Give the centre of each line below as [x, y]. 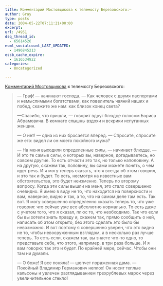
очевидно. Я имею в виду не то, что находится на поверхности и [84, 191]
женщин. [26, 126]
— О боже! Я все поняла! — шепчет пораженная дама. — [77, 263]
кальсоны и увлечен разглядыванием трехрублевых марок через [86, 273]
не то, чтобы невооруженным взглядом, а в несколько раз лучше [85, 232]
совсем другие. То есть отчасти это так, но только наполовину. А [85, 160]
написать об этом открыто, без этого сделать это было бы [78, 222]
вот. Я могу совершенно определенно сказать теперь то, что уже [85, 202]
